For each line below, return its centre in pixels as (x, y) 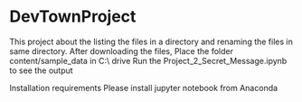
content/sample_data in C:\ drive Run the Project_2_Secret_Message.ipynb (148, 60)
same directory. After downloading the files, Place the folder (121, 51)
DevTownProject (73, 17)
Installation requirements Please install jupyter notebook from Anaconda (144, 88)
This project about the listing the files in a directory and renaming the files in (151, 42)
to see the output (42, 70)
